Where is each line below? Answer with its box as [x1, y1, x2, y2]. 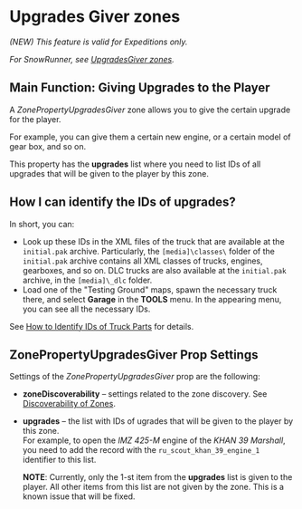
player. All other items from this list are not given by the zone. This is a [22, 482, 285, 493]
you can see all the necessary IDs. [22, 303, 151, 314]
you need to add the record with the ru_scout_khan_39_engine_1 [22, 445, 260, 456]
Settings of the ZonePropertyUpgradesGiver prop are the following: [9, 371, 260, 382]
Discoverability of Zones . [22, 399, 116, 409]
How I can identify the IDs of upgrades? [9, 195, 237, 210]
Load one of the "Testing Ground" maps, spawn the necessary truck [22, 283, 278, 295]
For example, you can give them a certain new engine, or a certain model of [9, 131, 291, 142]
